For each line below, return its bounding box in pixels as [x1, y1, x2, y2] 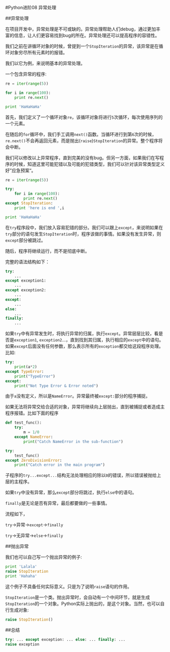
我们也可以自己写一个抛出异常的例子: [5, 554, 82, 560]
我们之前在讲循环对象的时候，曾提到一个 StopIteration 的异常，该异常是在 [5, 43, 159, 49]
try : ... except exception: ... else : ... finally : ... [5, 637, 125, 642]
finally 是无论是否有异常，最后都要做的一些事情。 [5, 500, 110, 506]
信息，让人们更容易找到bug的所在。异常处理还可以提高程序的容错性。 [14, 32, 160, 38]
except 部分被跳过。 [5, 237, 46, 243]
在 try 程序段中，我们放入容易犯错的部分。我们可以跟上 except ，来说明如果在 [5, 224, 163, 230]
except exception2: [5, 288, 47, 293]
